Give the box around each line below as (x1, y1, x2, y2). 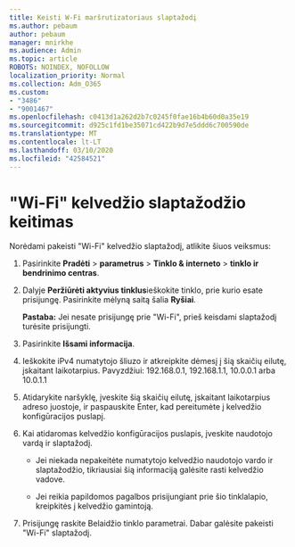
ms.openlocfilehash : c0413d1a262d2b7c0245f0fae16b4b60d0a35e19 (9, 112, 250, 121)
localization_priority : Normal (9, 71, 126, 80)
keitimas (9, 211, 74, 232)
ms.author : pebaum (9, 21, 78, 30)
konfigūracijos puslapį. (21, 411, 106, 422)
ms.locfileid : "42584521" (9, 153, 105, 163)
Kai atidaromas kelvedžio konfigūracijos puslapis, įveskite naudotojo (21, 428, 274, 439)
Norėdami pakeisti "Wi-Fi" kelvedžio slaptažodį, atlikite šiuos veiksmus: (9, 241, 272, 252)
